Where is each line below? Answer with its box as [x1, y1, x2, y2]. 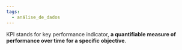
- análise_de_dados [11, 14, 61, 20]
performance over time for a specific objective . [6, 37, 127, 44]
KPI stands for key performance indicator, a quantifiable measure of [6, 30, 176, 37]
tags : [6, 8, 20, 15]
